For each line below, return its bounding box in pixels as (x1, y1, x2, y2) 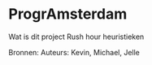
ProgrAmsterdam (8, 5, 128, 24)
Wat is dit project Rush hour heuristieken (8, 32, 145, 41)
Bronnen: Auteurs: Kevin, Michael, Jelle (8, 47, 141, 57)
